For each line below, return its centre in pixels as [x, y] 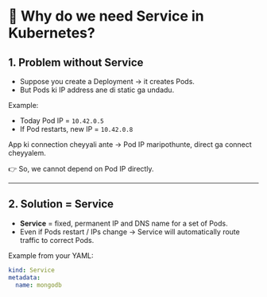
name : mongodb [39, 285]
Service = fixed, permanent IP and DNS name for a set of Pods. [124, 223]
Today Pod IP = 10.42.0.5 [62, 121]
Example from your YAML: [51, 255]
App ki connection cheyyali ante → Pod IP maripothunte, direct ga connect [130, 145]
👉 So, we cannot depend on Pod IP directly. [81, 169]
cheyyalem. [27, 153]
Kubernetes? [52, 33]
